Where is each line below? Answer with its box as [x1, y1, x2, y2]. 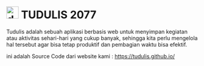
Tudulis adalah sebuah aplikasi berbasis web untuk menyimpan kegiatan [6, 28, 188, 35]
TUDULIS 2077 [21, 8, 97, 22]
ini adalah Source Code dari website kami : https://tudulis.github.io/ [6, 52, 175, 60]
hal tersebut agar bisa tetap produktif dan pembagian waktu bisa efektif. [6, 41, 188, 48]
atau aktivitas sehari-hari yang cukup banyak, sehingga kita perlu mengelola [6, 34, 198, 42]
